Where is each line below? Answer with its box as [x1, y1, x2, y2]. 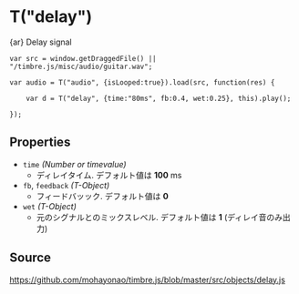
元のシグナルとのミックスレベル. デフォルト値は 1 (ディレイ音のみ [36, 211, 284, 222]
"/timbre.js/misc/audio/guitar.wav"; [9, 62, 153, 71]
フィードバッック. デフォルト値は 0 [36, 190, 169, 201]
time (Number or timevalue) [22, 158, 127, 169]
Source [9, 250, 52, 266]
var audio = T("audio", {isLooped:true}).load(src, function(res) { [9, 77, 275, 87]
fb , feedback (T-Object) [22, 179, 110, 190]
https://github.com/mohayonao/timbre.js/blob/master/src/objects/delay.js [9, 274, 285, 285]
